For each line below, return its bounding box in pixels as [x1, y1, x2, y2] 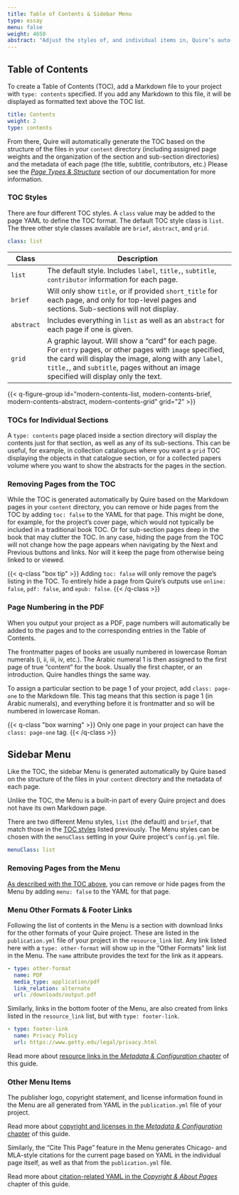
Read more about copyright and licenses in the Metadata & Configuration [7, 1122, 223, 1131]
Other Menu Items [7, 1077, 71, 1087]
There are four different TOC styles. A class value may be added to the [7, 208, 216, 217]
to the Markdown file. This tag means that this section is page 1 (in [18, 691, 213, 700]
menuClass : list [7, 846, 55, 854]
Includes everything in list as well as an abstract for [47, 315, 225, 325]
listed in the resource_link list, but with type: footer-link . [7, 1011, 180, 1021]
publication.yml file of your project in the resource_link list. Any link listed [7, 936, 227, 945]
